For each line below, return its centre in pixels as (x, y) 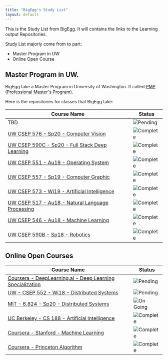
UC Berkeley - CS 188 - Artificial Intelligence (61, 318)
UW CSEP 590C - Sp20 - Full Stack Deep (57, 145)
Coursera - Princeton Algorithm (45, 347)
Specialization (24, 285)
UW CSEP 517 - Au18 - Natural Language (58, 203)
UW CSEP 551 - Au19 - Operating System (58, 162)
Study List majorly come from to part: (44, 44)
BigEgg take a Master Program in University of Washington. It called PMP (80, 87)
